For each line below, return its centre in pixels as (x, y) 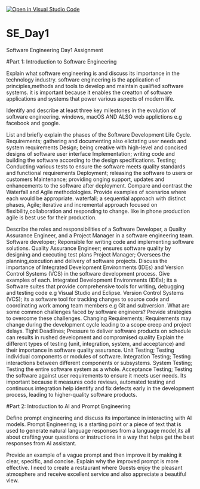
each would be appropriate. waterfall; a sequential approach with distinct (96, 198)
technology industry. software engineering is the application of (83, 79)
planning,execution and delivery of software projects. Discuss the (87, 261)
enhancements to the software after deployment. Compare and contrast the (99, 185)
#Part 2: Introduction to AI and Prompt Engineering (69, 406)
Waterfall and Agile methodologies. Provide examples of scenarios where (96, 192)
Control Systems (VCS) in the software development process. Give (88, 273)
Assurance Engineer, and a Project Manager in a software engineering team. (100, 235)
